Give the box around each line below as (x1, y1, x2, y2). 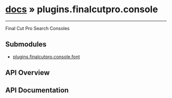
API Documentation (5, 86, 69, 94)
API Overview (5, 68, 50, 77)
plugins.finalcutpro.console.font (12, 54, 80, 60)
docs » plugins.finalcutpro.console (5, 4, 158, 15)
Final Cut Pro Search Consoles (5, 25, 70, 31)
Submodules (5, 40, 47, 49)
